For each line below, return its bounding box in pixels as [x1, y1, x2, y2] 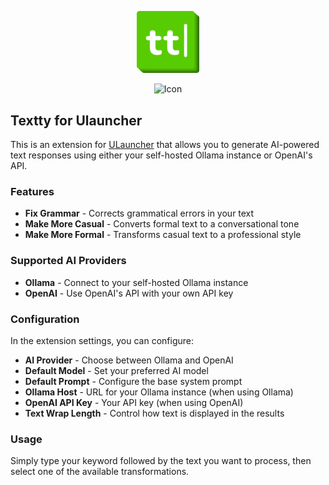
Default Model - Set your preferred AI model [24, 364, 209, 376]
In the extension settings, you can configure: [10, 334, 195, 346]
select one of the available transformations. [10, 466, 190, 478]
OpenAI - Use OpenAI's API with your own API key [24, 287, 234, 299]
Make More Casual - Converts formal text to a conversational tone [24, 218, 300, 230]
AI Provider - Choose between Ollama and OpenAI [24, 354, 234, 366]
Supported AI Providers [10, 254, 127, 268]
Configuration [10, 312, 80, 326]
